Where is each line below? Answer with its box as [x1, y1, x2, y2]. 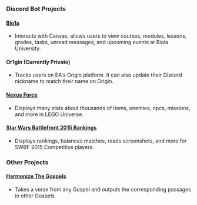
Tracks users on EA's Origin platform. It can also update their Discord [14, 71, 182, 78]
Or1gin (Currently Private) [6, 58, 71, 65]
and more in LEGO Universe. [14, 111, 84, 118]
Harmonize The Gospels [6, 173, 66, 180]
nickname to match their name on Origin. [14, 78, 113, 85]
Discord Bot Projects [6, 5, 66, 13]
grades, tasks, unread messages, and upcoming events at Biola [14, 39, 169, 46]
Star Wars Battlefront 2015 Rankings [6, 124, 97, 131]
